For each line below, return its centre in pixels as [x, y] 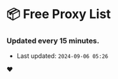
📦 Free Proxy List [59, 14]
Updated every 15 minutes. [53, 41]
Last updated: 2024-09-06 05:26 [62, 56]
